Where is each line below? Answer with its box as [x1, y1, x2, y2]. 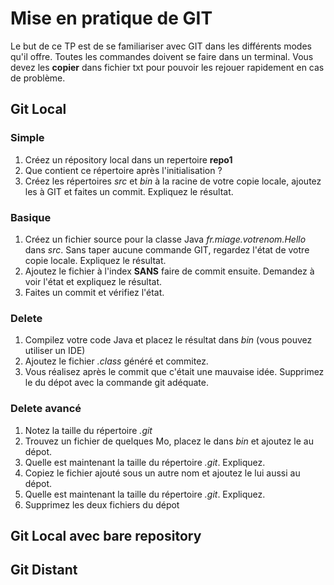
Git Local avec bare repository [10, 527, 202, 544]
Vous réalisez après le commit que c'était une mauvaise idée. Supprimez [24, 366, 325, 378]
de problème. [10, 72, 66, 84]
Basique [10, 210, 52, 224]
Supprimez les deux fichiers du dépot [24, 498, 180, 511]
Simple [10, 131, 45, 145]
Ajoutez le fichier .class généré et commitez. [24, 355, 209, 367]
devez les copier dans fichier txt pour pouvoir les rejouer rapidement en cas [10, 61, 325, 73]
